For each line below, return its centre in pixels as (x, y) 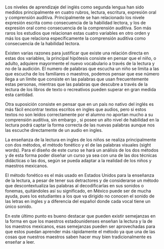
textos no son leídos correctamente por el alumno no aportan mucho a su (79, 114)
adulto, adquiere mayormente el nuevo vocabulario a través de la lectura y (80, 63)
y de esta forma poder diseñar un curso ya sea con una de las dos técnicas (81, 155)
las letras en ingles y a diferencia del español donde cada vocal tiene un (78, 201)
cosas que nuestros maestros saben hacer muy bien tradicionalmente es (78, 237)
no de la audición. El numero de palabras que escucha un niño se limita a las (82, 69)
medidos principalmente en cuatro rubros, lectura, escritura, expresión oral (81, 12)
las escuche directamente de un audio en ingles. (54, 130)
